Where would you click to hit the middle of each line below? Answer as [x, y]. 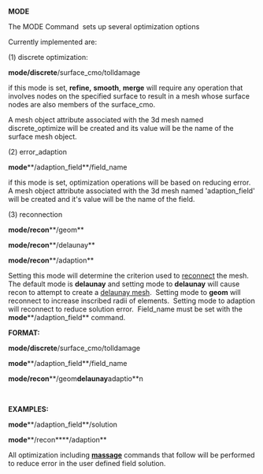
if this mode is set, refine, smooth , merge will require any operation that [126, 88]
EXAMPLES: [28, 409]
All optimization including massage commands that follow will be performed [131, 455]
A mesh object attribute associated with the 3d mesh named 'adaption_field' [132, 191]
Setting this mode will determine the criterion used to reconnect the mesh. [129, 276]
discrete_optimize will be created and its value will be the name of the [121, 128]
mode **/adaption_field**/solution [63, 424]
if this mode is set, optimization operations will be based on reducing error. [130, 182]
